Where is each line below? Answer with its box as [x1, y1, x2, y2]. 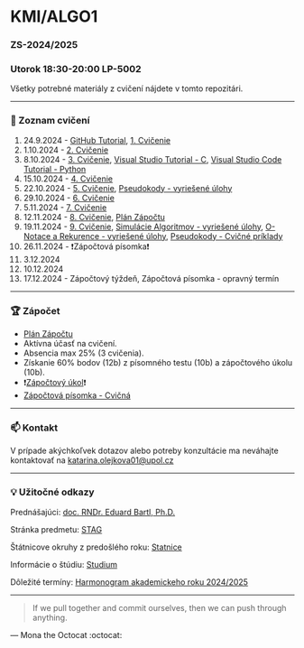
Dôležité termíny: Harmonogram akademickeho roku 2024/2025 [10, 576, 249, 588]
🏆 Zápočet [10, 304, 61, 317]
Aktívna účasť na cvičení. [23, 338, 117, 348]
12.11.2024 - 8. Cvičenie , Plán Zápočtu [23, 211, 166, 222]
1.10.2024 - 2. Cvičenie [23, 144, 109, 155]
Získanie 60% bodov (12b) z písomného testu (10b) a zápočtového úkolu [23, 357, 293, 367]
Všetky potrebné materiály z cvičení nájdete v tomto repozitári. [10, 83, 244, 94]
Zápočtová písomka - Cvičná [23, 390, 132, 401]
